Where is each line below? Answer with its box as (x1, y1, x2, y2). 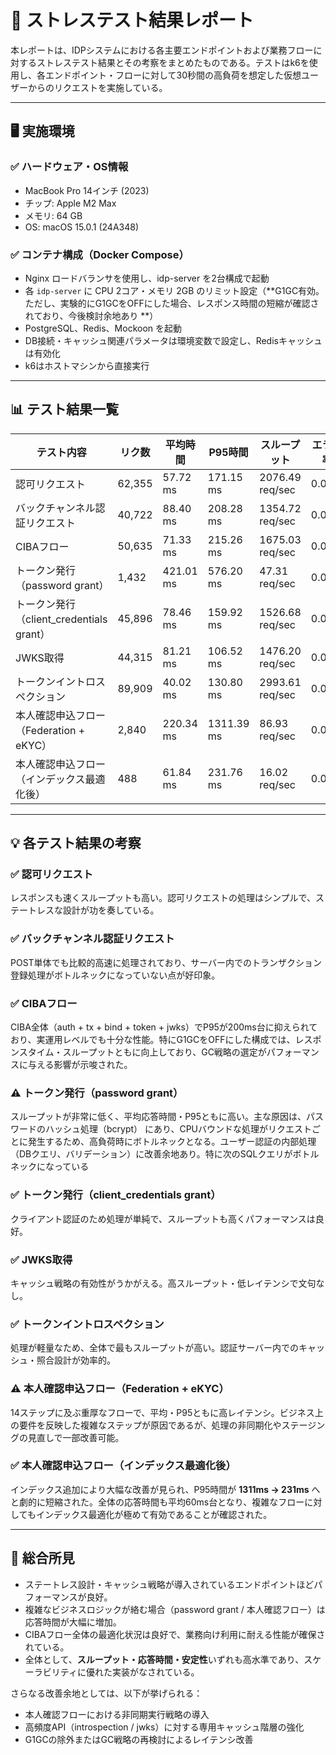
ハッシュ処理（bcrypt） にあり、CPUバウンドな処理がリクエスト (44, 1123, 313, 1135)
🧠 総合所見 (10, 1550, 75, 1567)
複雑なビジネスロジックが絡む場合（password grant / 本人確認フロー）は (24, 1603, 326, 1615)
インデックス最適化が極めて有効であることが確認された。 (35, 1508, 273, 1520)
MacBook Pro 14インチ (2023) (24, 184, 150, 196)
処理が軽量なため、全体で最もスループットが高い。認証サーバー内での (10, 1342, 300, 1354)
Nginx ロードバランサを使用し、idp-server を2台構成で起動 (24, 272, 270, 284)
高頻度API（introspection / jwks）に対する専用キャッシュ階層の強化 (24, 1721, 305, 1733)
